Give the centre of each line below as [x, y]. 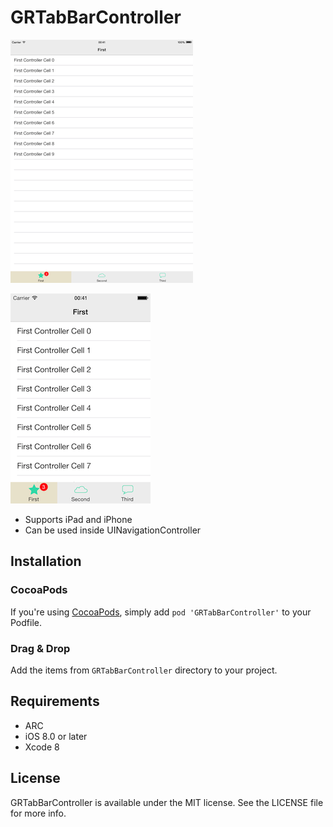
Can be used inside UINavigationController [113, 530]
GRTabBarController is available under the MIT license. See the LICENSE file [167, 802]
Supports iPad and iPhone [78, 519]
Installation [46, 561]
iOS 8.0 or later [56, 736]
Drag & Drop [40, 648]
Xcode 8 [42, 747]
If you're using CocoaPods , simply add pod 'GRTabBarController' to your [161, 612]
